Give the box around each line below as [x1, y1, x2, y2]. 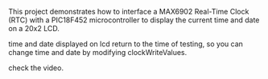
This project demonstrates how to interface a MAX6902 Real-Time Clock [8, 7, 249, 16]
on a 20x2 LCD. [8, 24, 60, 33]
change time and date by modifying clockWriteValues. [8, 48, 188, 57]
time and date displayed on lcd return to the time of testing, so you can [8, 39, 244, 49]
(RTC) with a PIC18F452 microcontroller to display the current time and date [8, 15, 260, 25]
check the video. [8, 63, 64, 73]
